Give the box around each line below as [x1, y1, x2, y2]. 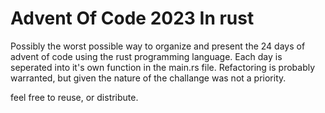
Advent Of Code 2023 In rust [10, 7, 255, 30]
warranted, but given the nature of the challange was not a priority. [10, 72, 287, 84]
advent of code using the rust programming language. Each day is [10, 50, 283, 62]
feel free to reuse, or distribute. [10, 91, 139, 103]
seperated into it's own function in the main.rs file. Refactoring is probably [10, 61, 316, 73]
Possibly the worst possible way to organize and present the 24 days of [10, 40, 306, 52]
